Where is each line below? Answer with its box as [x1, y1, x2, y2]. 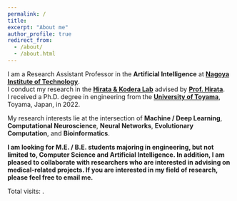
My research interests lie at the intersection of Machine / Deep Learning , [7, 113, 223, 122]
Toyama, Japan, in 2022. [7, 100, 81, 108]
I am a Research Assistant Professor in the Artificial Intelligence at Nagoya [7, 69, 230, 78]
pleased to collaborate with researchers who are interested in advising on [7, 158, 231, 166]
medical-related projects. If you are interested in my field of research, [7, 165, 218, 174]
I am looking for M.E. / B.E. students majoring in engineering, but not [7, 143, 214, 151]
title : [7, 17, 27, 24]
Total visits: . [7, 187, 45, 195]
